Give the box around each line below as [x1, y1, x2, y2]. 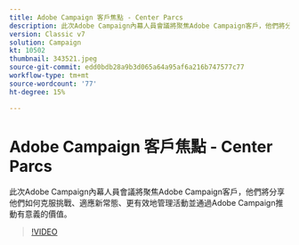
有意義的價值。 [16, 208, 72, 219]
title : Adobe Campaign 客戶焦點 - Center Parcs [9, 12, 184, 22]
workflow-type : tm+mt [9, 71, 90, 80]
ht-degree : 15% [9, 87, 66, 96]
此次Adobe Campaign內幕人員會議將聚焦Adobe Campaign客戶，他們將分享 [9, 186, 285, 197]
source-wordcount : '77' [9, 79, 98, 88]
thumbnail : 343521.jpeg [9, 54, 98, 63]
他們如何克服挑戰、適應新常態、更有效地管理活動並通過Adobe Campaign [9, 198, 276, 208]
